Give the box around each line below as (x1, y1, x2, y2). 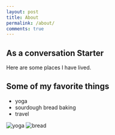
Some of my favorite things (6, 81, 110, 92)
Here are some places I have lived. (6, 64, 92, 71)
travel (14, 110, 29, 118)
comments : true (6, 25, 44, 32)
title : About (6, 14, 39, 20)
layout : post (6, 8, 39, 15)
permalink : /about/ (6, 20, 55, 26)
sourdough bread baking (14, 104, 76, 111)
